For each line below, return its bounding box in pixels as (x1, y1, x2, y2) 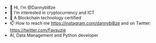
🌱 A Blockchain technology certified (9, 15, 81, 20)
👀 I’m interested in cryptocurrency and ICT (9, 10, 95, 15)
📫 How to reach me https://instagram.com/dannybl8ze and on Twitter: (9, 20, 151, 26)
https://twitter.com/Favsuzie (9, 27, 66, 33)
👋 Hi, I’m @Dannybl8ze (9, 5, 56, 10)
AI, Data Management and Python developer (9, 32, 98, 38)
